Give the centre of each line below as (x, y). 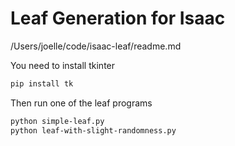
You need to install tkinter (63, 65)
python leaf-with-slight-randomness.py (93, 130)
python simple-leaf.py (57, 121)
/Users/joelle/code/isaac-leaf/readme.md (96, 46)
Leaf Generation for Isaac (118, 18)
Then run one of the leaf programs (81, 103)
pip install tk (42, 83)
